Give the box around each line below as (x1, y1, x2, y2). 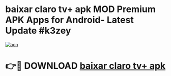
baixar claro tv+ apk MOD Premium (5, 4, 156, 15)
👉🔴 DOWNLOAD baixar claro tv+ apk (5, 60, 166, 71)
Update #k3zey (5, 25, 71, 36)
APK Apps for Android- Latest (5, 14, 134, 26)
